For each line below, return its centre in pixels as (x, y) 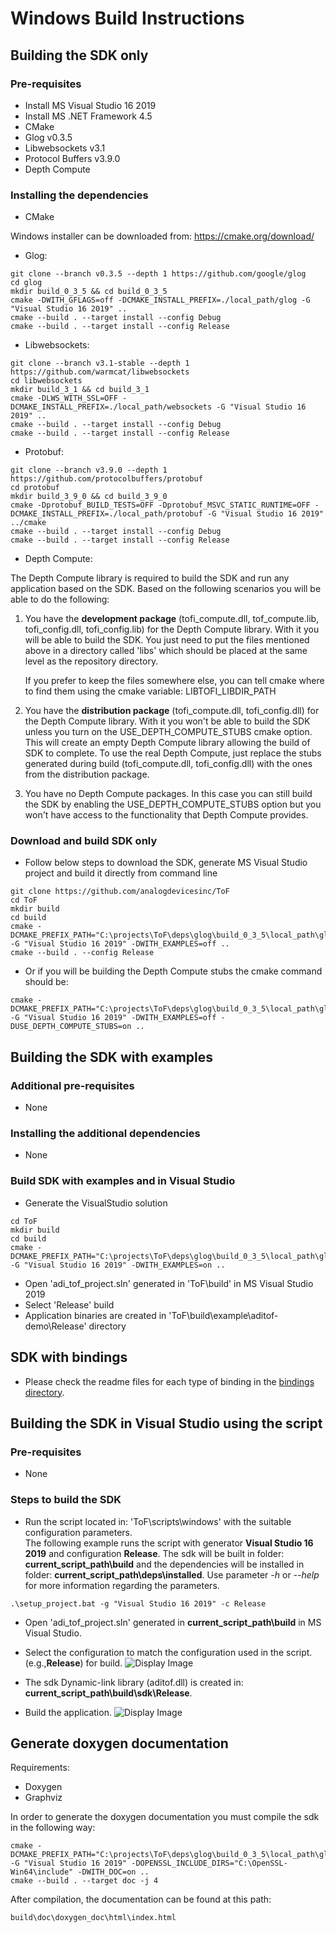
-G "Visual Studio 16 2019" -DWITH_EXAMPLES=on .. (118, 1265)
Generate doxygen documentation (119, 1743)
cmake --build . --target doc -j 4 (84, 1881)
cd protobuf (35, 488)
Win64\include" (42, 1872)
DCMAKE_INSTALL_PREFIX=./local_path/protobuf (106, 514)
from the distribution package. (87, 774)
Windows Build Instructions (127, 18)
